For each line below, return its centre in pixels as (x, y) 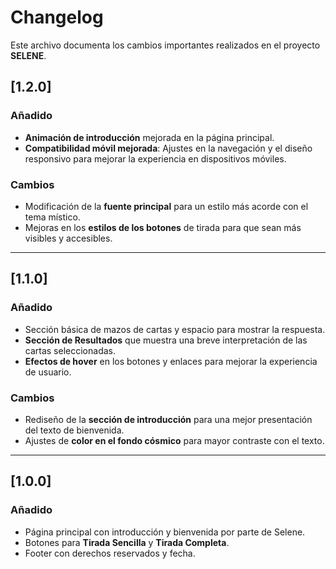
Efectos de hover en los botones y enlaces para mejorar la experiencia (171, 361)
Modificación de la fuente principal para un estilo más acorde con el (166, 206)
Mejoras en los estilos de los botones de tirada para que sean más (163, 227)
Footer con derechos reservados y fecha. (110, 553)
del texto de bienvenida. (74, 430)
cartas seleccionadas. (70, 350)
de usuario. (48, 372)
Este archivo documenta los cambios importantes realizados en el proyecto (165, 45)
